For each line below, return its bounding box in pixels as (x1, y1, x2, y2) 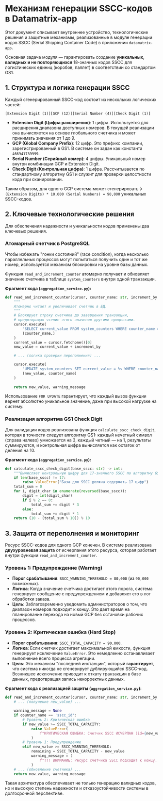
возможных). (12, 581, 40, 587)
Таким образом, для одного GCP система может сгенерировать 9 (5, 185, 142, 192)
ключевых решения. (5, 228, 48, 234)
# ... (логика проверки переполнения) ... (14, 353, 101, 358)
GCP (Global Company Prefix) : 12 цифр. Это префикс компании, (12, 140, 144, 146)
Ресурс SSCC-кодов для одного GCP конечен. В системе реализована (5, 542, 152, 548)
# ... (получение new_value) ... (14, 699, 81, 704)
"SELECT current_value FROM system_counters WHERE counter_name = (22, 326, 160, 331)
